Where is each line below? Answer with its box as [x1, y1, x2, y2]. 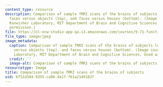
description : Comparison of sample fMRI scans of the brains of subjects [5, 12, 158, 16]
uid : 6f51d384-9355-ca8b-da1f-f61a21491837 [5, 74, 95, 79]
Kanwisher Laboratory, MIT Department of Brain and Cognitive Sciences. [9, 20, 160, 26]
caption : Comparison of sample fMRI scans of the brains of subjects [9, 43, 153, 48]
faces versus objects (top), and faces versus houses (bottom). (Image [9, 16, 158, 21]
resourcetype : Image [5, 66, 47, 71]
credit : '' [9, 57, 32, 61]
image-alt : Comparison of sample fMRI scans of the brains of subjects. [9, 61, 160, 66]
